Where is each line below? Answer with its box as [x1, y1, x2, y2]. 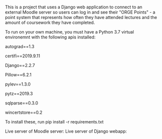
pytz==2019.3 [5, 91, 33, 96]
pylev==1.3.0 [5, 81, 31, 87]
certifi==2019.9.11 [5, 53, 40, 59]
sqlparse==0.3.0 [5, 100, 38, 106]
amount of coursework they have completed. [5, 19, 95, 25]
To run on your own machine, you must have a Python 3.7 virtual [5, 29, 134, 35]
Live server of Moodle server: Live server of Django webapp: [5, 128, 127, 134]
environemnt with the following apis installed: [5, 34, 96, 40]
